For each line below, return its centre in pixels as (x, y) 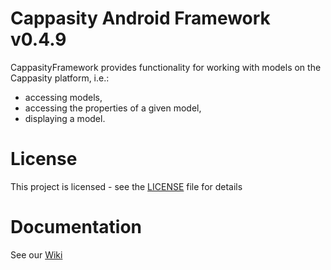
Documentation (76, 227)
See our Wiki (36, 254)
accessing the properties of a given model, (113, 108)
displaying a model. (65, 118)
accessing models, (63, 97)
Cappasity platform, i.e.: (60, 78)
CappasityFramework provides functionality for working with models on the (166, 67)
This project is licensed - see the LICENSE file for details (126, 186)
